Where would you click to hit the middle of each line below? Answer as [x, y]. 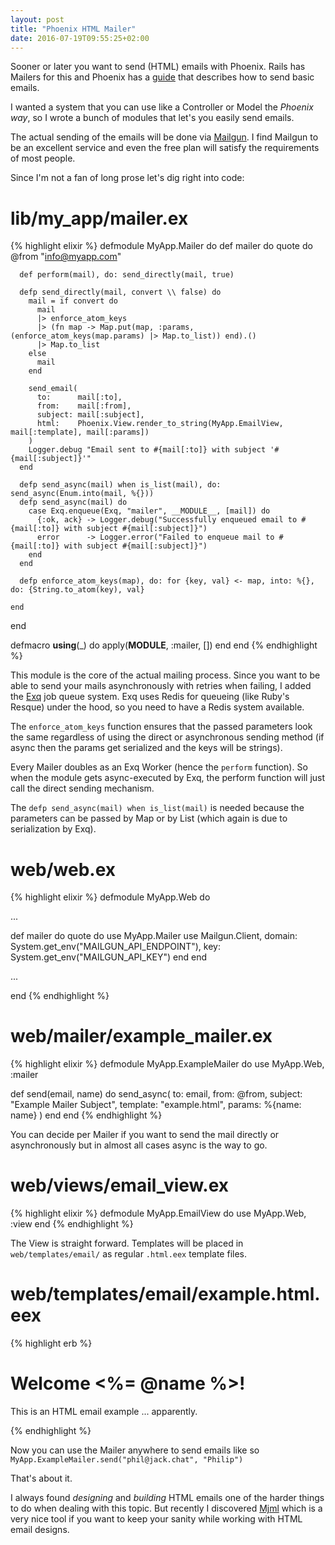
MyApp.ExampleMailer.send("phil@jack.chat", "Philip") [127, 1460]
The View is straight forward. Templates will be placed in [127, 1243]
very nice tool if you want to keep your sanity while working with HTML [156, 1519]
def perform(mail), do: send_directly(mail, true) [127, 275]
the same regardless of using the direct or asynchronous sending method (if [167, 737]
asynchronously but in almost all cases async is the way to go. [139, 1145]
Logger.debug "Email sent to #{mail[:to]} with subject [147, 450]
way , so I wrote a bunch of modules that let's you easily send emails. [152, 118]
